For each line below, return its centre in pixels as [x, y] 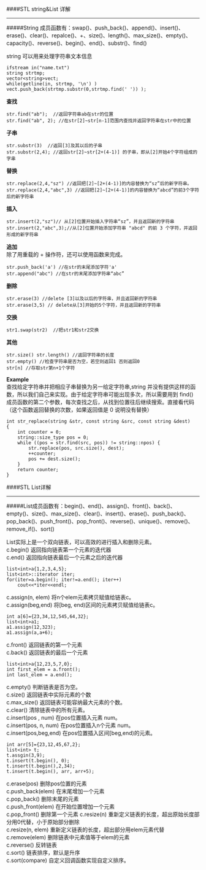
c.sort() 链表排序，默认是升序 [44, 853]
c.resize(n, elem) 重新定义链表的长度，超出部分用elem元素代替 [86, 830]
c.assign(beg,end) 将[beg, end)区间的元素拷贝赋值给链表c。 [82, 605]
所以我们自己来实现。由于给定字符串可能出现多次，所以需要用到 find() [105, 394]
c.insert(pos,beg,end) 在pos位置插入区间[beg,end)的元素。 [81, 733]
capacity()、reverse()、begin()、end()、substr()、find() [77, 43]
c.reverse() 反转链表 [32, 845]
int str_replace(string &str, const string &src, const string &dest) [98, 422]
